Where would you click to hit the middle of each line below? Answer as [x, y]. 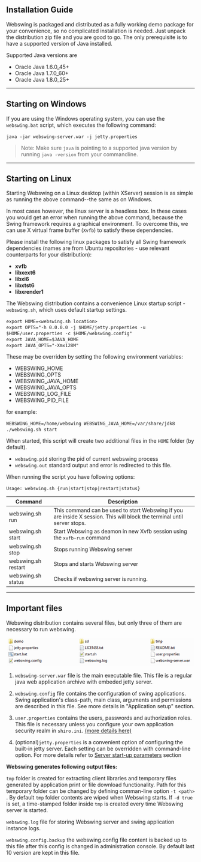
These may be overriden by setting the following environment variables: [95, 357]
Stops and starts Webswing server [96, 564]
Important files [34, 608]
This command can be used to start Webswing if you [118, 511]
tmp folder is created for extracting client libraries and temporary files [91, 779]
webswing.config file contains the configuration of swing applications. [100, 694]
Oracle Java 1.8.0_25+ [42, 79]
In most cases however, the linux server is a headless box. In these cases [97, 211]
